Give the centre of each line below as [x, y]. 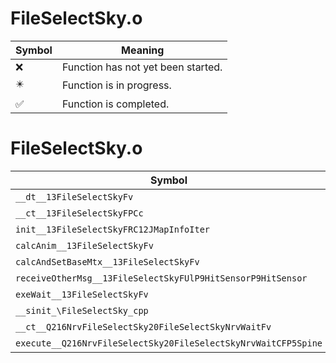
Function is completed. [115, 104]
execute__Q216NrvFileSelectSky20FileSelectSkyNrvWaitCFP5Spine [169, 343]
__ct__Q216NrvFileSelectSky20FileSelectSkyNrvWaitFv [143, 326]
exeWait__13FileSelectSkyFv [82, 294]
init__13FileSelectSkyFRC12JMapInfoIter [112, 229]
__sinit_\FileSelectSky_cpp [82, 310]
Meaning [143, 50]
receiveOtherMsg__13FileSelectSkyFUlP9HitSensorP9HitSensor [161, 278]
